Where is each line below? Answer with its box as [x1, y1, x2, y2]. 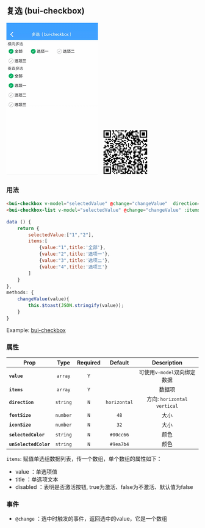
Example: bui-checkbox [6, 326, 66, 334]
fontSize [9, 413, 32, 419]
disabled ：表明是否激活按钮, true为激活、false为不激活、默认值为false [15, 483, 193, 490]
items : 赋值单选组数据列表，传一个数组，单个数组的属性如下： [6, 455, 162, 462]
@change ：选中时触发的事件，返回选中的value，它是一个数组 [15, 515, 168, 523]
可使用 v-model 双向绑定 [138, 368, 196, 375]
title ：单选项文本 [15, 476, 59, 483]
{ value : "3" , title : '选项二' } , [38, 258, 111, 264]
